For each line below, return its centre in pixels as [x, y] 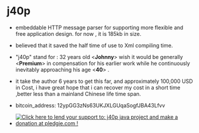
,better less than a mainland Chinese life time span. [78, 94]
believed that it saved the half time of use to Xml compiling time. [94, 45]
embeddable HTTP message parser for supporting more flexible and [99, 27]
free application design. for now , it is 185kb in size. [78, 33]
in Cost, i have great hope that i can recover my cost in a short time [98, 87]
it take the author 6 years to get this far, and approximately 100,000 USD [104, 81]
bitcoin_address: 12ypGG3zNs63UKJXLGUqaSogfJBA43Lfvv [90, 105]
